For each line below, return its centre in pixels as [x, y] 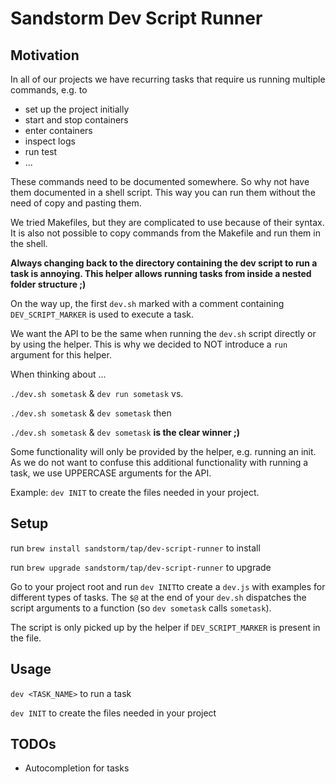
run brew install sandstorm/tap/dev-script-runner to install [135, 548]
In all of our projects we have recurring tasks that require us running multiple [168, 79]
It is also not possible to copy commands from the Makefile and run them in [165, 233]
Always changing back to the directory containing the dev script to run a [164, 263]
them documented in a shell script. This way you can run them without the [163, 192]
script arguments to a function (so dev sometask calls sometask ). [141, 608]
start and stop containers [76, 120]
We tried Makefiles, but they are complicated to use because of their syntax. [167, 222]
